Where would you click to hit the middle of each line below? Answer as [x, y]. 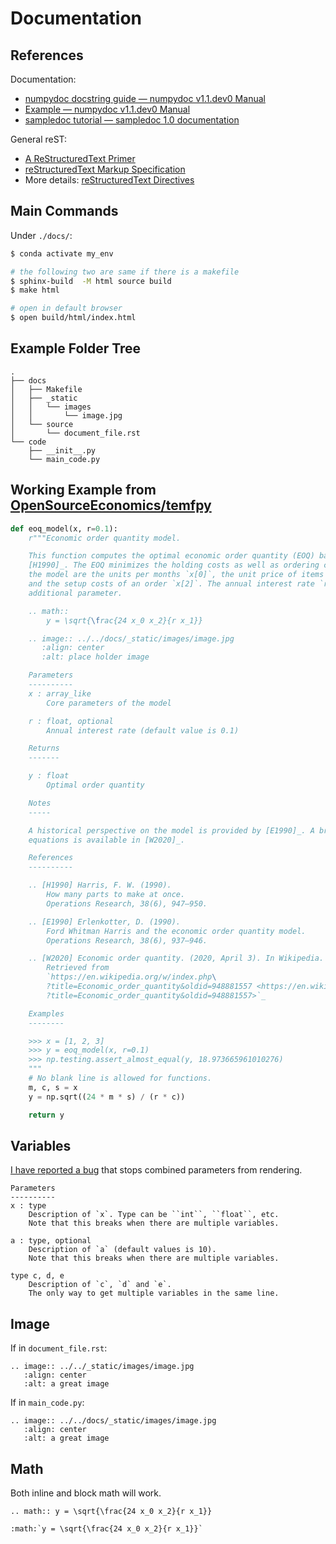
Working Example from [83, 490]
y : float [49, 776]
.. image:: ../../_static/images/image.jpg [102, 1367]
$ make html [35, 290]
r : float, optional [71, 721]
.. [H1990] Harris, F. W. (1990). [100, 885]
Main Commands [64, 211]
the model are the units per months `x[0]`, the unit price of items [176, 575]
